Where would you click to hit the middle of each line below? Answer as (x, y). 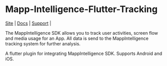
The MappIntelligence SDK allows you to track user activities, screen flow (82, 33)
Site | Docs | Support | (28, 23)
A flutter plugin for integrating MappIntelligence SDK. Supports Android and (84, 53)
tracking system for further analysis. (43, 43)
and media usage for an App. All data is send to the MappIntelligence (77, 38)
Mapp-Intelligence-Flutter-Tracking (81, 9)
